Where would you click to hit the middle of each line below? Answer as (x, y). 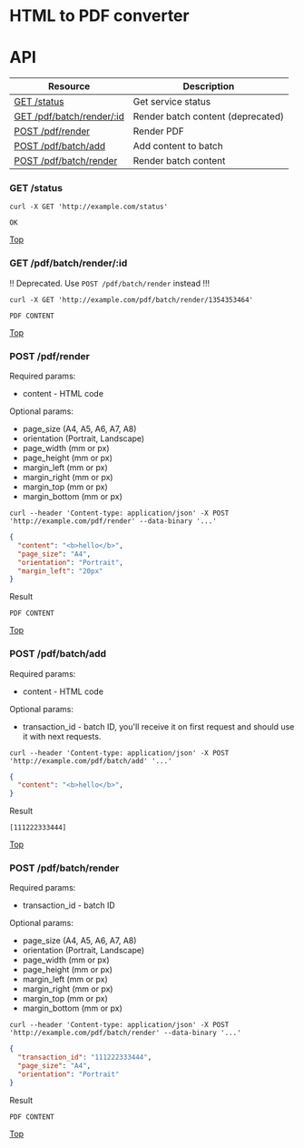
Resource (69, 86)
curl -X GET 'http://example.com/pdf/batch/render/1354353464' (132, 300)
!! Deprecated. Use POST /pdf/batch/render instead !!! (110, 283)
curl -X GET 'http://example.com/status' (89, 207)
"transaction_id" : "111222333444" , (85, 1057)
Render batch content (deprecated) (208, 116)
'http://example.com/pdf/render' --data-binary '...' (113, 521)
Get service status (172, 102)
